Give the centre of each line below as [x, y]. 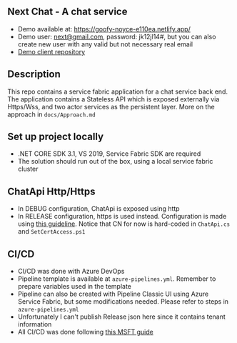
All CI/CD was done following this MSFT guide [85, 332]
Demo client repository [51, 51]
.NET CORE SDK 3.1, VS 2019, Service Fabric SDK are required [109, 154]
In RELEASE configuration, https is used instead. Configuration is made [122, 217]
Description [34, 74]
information [35, 324]
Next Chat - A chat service [67, 12]
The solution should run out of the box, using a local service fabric [115, 161]
